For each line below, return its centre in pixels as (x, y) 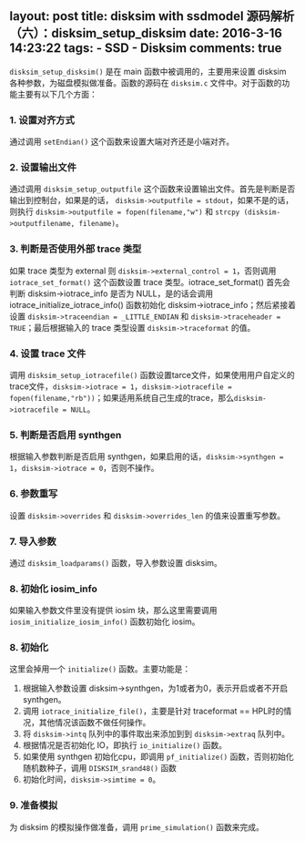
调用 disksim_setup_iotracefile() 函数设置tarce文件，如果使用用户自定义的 (152, 375)
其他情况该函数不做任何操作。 (95, 723)
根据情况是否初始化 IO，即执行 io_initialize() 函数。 (125, 745)
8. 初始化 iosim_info (53, 589)
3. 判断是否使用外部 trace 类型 (76, 249)
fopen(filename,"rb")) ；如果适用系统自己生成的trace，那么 (122, 398)
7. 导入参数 (33, 541)
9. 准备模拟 (34, 805)
